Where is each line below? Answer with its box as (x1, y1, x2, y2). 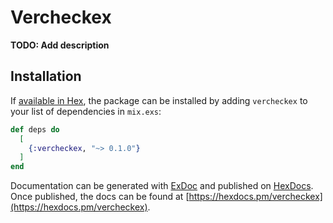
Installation (10, 68, 82, 85)
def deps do (10, 124, 60, 135)
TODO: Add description (10, 39, 110, 51)
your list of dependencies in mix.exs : (10, 105, 162, 117)
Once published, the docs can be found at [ (10, 191, 190, 203)
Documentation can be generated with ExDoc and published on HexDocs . (10, 180, 314, 192)
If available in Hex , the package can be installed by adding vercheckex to (10, 94, 308, 106)
